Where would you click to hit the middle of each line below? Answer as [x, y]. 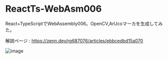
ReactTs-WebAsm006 [54, 9]
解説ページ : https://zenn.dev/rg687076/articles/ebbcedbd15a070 [74, 41]
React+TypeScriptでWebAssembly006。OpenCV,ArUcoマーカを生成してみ [84, 23]
